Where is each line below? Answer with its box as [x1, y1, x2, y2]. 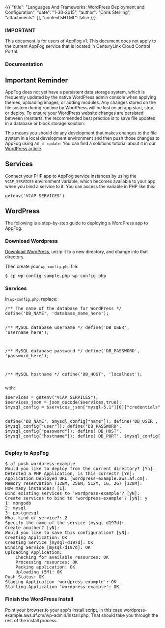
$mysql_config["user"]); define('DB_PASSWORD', [5, 423, 122, 429]
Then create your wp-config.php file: [5, 263, 79, 269]
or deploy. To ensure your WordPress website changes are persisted [5, 110, 144, 116]
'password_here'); [5, 353, 50, 359]
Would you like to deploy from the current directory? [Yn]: [5, 466, 156, 471]
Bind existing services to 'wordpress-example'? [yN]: [5, 490, 140, 496]
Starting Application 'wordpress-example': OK [5, 584, 119, 590]
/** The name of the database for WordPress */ [5, 306, 122, 312]
